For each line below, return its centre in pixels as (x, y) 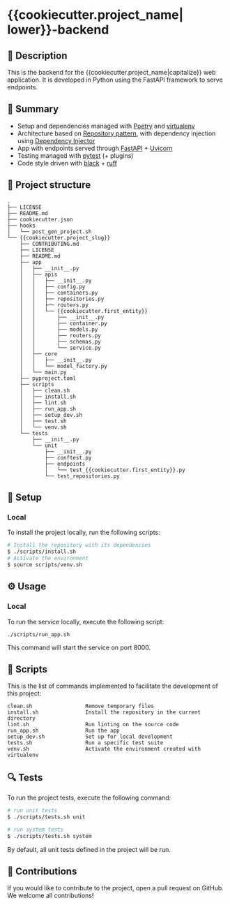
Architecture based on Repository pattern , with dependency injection (116, 133)
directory (22, 719)
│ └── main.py (44, 372)
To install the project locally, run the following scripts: (84, 532)
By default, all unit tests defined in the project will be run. (89, 849)
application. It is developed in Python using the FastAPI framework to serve (115, 80)
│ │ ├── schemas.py (60, 341)
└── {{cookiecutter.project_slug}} (59, 237)
